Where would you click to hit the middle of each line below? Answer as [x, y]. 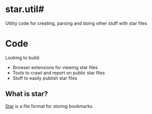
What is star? [27, 94]
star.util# [25, 9]
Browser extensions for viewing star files [55, 67]
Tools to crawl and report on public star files [59, 73]
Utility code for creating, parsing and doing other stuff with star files [76, 23]
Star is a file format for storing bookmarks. [49, 106]
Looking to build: [23, 58]
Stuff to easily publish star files [45, 78]
